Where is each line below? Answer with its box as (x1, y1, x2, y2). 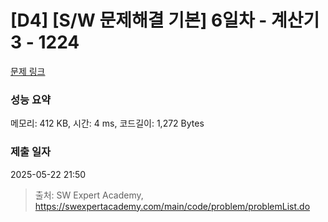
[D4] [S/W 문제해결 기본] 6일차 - (10, 9, 268, 32)
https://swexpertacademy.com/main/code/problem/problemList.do (34, 200, 311, 212)
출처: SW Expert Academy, (34, 189, 144, 201)
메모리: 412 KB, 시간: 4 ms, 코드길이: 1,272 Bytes (10, 117, 205, 130)
